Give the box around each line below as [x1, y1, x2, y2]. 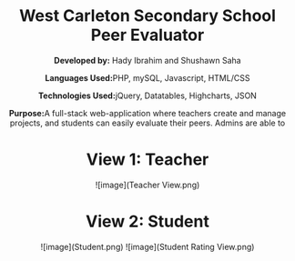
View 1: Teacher [86, 149, 209, 170]
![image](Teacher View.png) [95, 179, 200, 190]
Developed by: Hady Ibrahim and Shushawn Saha [53, 55, 242, 65]
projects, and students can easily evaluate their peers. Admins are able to [9, 117, 286, 128]
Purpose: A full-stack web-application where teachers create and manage [8, 107, 287, 118]
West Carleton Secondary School [18, 5, 277, 26]
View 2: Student [85, 211, 210, 232]
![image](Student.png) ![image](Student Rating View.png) [40, 241, 255, 252]
